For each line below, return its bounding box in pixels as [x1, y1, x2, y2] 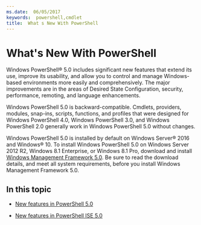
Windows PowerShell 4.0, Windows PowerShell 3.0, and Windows [6, 116, 170, 124]
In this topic [6, 184, 51, 194]
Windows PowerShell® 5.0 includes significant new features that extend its [6, 66, 192, 73]
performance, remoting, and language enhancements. [6, 92, 141, 99]
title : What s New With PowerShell [6, 20, 98, 26]
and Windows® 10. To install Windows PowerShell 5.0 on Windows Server [6, 141, 189, 148]
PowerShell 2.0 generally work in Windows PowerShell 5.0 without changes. [6, 123, 196, 130]
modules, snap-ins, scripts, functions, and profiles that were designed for [6, 110, 189, 117]
